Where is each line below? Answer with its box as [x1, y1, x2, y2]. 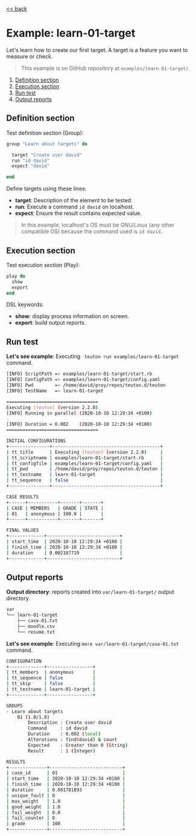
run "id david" [11, 158, 50, 164]
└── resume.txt [17, 629, 55, 635]
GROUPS [6, 703, 23, 709]
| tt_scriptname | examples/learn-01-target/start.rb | [6, 454, 163, 461]
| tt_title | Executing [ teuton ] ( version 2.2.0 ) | [6, 449, 163, 455]
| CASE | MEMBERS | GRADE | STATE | [6, 505, 104, 511]
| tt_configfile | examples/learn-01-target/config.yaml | [6, 460, 163, 466]
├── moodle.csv [17, 623, 55, 629]
